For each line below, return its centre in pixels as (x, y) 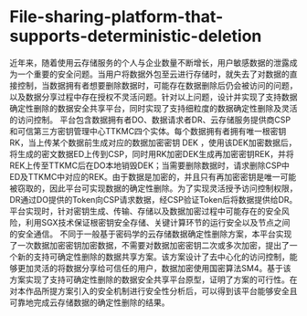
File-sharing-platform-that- (116, 17)
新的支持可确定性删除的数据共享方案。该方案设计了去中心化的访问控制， (153, 257)
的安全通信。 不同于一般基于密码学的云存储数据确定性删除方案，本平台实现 (151, 234)
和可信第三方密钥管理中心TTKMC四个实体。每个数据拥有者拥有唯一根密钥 (148, 131)
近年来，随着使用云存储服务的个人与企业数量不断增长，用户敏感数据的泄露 (149, 62)
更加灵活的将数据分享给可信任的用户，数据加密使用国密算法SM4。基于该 (154, 268)
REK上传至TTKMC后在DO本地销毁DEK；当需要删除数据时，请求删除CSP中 (150, 165)
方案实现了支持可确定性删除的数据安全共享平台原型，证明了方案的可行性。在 (153, 279)
